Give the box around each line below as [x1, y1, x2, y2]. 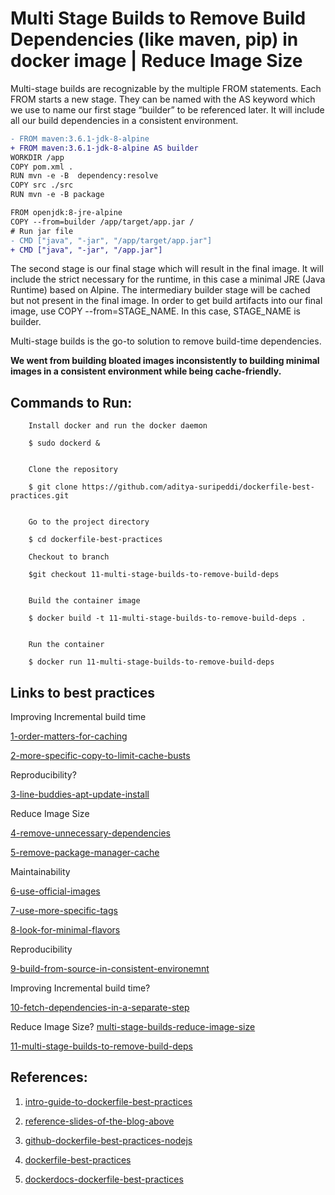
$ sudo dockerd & [28, 438, 101, 449]
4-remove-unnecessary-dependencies [10, 827, 171, 839]
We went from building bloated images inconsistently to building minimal [10, 355, 320, 367]
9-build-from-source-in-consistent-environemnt [10, 963, 210, 975]
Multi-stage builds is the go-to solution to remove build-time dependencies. [10, 335, 322, 347]
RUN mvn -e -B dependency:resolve [10, 171, 159, 181]
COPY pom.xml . [10, 162, 74, 172]
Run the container [28, 640, 105, 650]
